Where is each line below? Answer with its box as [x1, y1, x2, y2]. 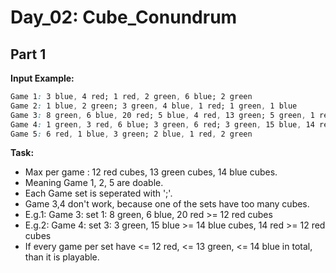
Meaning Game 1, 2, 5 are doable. [24, 177, 164, 189]
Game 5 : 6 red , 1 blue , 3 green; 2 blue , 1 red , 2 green [10, 129, 253, 139]
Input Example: [10, 72, 75, 84]
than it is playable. [24, 251, 100, 263]
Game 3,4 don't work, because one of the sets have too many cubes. [24, 198, 310, 210]
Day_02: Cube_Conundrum [10, 6, 238, 29]
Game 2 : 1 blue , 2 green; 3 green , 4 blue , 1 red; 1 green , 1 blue [10, 101, 298, 111]
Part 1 [10, 46, 47, 63]
